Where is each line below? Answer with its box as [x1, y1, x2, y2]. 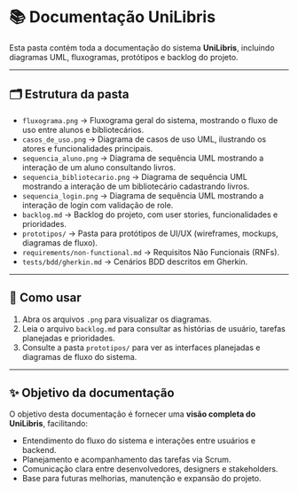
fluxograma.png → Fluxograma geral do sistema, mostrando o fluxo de [21, 114, 278, 125]
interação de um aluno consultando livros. [21, 161, 176, 173]
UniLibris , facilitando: [9, 418, 89, 429]
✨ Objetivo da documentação [9, 385, 175, 400]
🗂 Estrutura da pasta [9, 87, 129, 102]
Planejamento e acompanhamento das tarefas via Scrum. [21, 454, 231, 465]
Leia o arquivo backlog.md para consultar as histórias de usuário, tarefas [21, 323, 286, 333]
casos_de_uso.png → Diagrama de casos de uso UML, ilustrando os [21, 134, 267, 144]
